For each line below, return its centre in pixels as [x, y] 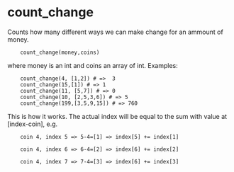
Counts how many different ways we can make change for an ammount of [115, 32]
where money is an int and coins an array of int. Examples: [93, 65]
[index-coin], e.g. [33, 124]
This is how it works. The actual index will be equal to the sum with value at [117, 116]
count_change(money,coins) [60, 52]
